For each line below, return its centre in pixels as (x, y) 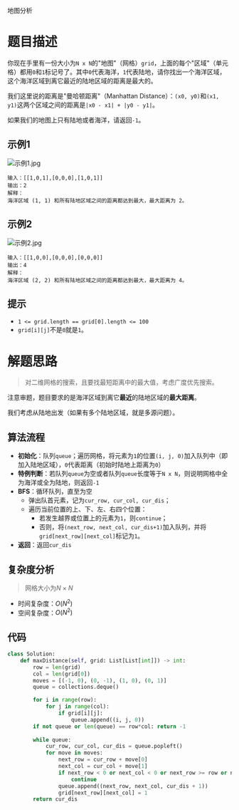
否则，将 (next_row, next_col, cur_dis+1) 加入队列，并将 (123, 527)
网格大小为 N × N (49, 588)
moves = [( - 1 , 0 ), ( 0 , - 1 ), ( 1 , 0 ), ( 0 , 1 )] (100, 680)
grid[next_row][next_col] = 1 (103, 793)
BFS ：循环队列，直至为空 (55, 492)
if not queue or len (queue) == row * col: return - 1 (110, 726)
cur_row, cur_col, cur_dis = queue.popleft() (114, 747)
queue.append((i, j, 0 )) (107, 720)
